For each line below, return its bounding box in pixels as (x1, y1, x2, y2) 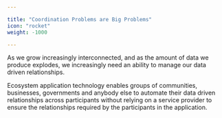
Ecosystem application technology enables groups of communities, (7, 82, 198, 90)
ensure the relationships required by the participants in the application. (7, 104, 208, 112)
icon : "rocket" (7, 22, 51, 29)
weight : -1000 (7, 29, 48, 36)
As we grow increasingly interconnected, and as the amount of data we (7, 54, 209, 62)
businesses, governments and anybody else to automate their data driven (7, 88, 216, 97)
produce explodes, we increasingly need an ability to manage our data (7, 61, 206, 69)
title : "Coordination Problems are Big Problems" (7, 16, 153, 23)
